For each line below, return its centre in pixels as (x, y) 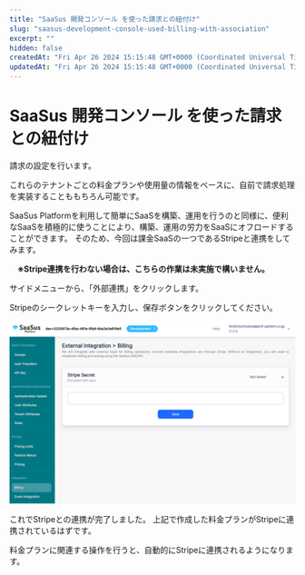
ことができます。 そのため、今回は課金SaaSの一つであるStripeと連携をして (150, 238)
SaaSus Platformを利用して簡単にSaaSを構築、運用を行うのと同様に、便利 (149, 215)
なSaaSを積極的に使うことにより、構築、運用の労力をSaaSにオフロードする (152, 226)
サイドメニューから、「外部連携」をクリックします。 (107, 288)
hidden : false (36, 48)
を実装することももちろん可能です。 (77, 196)
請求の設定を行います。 (53, 165)
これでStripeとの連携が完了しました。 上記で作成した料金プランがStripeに (148, 519)
